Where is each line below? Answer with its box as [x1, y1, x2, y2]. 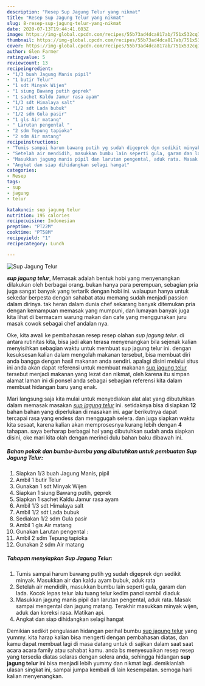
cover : [7, 43, 24, 49]
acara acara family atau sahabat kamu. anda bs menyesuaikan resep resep [7, 646, 195, 654]
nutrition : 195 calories [7, 212, 70, 219]
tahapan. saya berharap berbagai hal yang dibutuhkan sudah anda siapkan [7, 427, 195, 435]
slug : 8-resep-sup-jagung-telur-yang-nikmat [7, 20, 122, 26]
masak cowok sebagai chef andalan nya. [7, 320, 109, 327]
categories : [7, 167, 37, 173]
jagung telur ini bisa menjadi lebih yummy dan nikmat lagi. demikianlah [7, 659, 185, 667]
